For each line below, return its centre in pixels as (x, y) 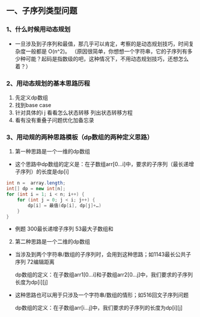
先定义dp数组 (31, 97)
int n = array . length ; (36, 183)
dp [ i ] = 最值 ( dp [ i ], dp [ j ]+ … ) (65, 205)
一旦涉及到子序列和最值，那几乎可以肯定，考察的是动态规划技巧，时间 (102, 43)
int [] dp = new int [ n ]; (36, 189)
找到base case (33, 105)
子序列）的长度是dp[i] (42, 172)
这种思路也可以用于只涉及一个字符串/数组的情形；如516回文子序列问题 (102, 295)
